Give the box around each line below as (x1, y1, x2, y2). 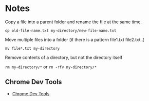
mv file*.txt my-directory (5, 46, 60, 51)
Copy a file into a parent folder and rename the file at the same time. (5, 19, 142, 25)
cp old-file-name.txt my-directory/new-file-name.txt (5, 28, 117, 33)
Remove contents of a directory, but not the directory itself (5, 54, 123, 60)
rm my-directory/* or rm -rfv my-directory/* (5, 64, 97, 70)
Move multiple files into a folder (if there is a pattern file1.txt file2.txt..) (5, 37, 145, 43)
